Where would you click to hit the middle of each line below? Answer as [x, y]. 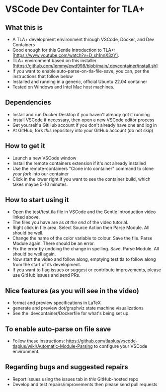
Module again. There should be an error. [54, 243]
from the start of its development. [47, 265]
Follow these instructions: [39, 341]
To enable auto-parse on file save [58, 329]
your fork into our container [41, 174]
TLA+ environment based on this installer [54, 60]
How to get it [25, 146]
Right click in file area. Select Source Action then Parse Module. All [81, 228]
